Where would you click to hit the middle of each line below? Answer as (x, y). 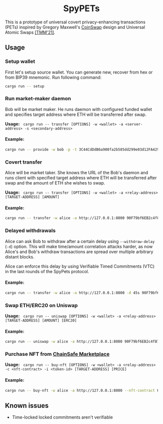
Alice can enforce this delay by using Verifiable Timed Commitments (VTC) (80, 266)
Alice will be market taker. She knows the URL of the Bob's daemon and (77, 173)
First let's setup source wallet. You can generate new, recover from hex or (79, 72)
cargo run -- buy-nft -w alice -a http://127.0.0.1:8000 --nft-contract (80, 390)
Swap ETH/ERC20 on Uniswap (41, 305)
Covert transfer (24, 162)
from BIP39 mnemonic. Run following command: (53, 77)
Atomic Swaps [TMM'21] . (30, 32)
